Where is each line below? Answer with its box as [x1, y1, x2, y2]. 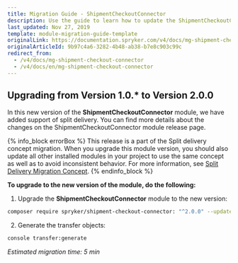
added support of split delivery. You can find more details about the [7, 116, 205, 124]
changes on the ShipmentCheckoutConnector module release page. [7, 123, 206, 132]
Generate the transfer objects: [17, 221, 106, 230]
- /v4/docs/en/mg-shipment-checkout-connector [13, 63, 154, 70]
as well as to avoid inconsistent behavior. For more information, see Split [7, 160, 219, 168]
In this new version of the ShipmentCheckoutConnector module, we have [7, 108, 225, 117]
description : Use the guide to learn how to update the [7, 17, 176, 24]
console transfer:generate [7, 235, 87, 242]
